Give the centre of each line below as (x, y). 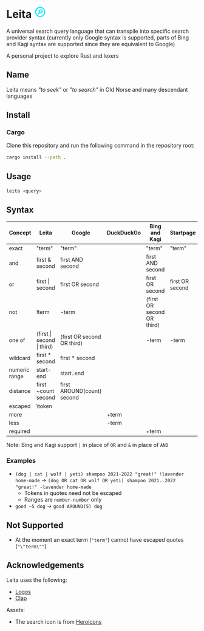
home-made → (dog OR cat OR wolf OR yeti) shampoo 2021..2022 (95, 480)
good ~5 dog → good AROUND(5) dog (59, 506)
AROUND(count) (81, 391)
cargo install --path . (36, 157)
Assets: (16, 610)
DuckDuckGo (124, 233)
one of (17, 340)
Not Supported (35, 525)
